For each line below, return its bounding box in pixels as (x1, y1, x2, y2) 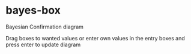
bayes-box (5, 4, 61, 17)
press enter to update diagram (5, 41, 81, 48)
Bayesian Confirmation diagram (5, 23, 83, 30)
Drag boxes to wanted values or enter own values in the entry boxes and (5, 34, 186, 42)
